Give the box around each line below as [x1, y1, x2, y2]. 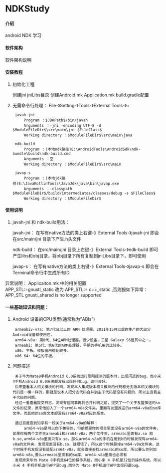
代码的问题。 [16, 395, 39, 400]
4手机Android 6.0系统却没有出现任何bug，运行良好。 [12, 379, 110, 384]
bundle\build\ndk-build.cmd [12, 151, 71, 156]
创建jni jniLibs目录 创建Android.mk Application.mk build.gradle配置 [12, 92, 150, 98]
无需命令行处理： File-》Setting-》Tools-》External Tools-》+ [12, 102, 130, 108]
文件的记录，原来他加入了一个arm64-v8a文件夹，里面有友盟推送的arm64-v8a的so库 [12, 406, 161, 411]
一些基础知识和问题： [5, 304, 49, 310]
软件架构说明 [5, 57, 31, 63]
